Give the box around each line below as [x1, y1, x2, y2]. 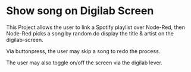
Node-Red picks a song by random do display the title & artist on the [6, 30, 174, 37]
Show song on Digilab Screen [6, 4, 154, 18]
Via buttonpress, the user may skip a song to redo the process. [6, 47, 161, 54]
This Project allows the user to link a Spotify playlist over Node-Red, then [6, 24, 186, 31]
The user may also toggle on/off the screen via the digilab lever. [6, 59, 162, 66]
